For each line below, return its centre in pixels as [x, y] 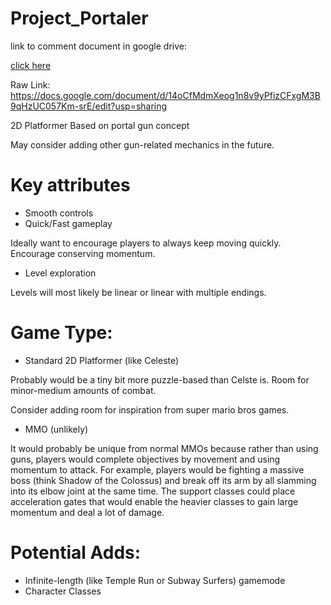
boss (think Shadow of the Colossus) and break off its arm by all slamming [163, 480]
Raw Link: [30, 84]
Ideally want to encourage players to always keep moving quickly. [146, 243]
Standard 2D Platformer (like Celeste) [102, 360]
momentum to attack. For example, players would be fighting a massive [157, 469]
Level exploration [60, 273]
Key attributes [70, 185]
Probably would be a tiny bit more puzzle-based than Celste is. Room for [160, 379]
